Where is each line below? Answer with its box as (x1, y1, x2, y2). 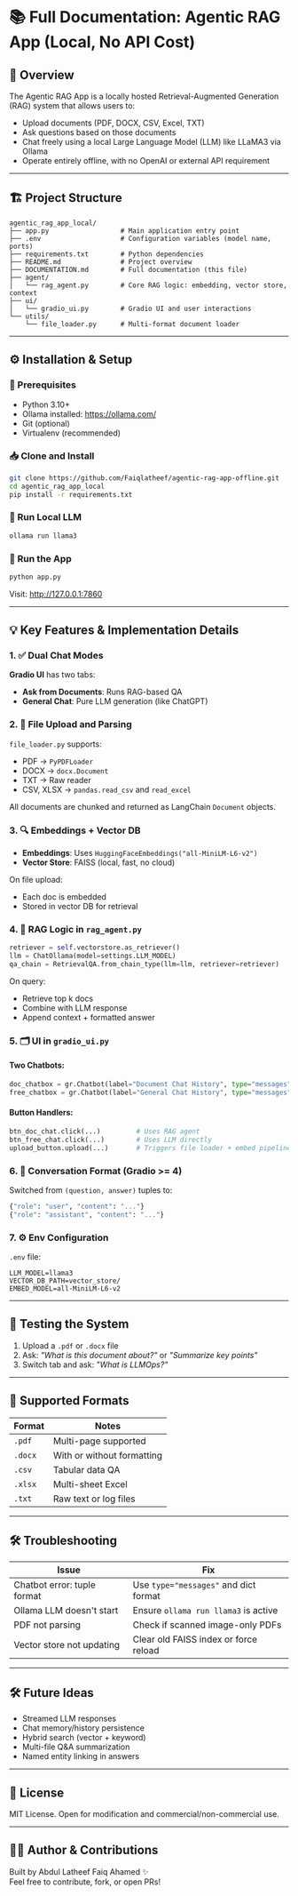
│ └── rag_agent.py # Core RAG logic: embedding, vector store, (9, 281, 288, 290)
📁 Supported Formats (9, 1393, 130, 1409)
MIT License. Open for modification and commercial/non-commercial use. (9, 1809, 279, 1820)
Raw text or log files (52, 1492, 136, 1505)
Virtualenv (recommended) (21, 428, 122, 438)
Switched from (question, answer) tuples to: (9, 1184, 173, 1196)
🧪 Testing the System (9, 1316, 129, 1332)
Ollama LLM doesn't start (13, 1604, 119, 1617)
